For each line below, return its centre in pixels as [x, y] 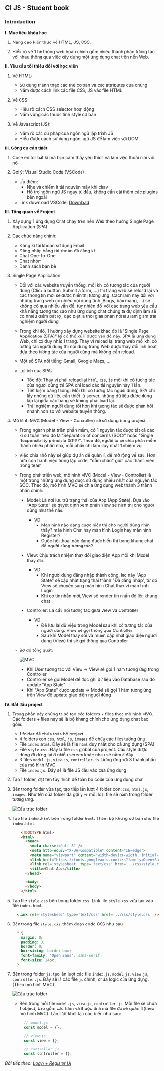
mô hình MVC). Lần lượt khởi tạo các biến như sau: [70, 1013]
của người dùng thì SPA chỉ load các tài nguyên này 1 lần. [84, 385]
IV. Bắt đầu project [24, 704]
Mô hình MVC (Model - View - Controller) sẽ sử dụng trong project [79, 420]
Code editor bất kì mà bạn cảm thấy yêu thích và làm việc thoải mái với [83, 157]
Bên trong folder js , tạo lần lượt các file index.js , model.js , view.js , [80, 974]
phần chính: [31, 490]
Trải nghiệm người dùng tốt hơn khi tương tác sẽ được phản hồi [90, 406]
